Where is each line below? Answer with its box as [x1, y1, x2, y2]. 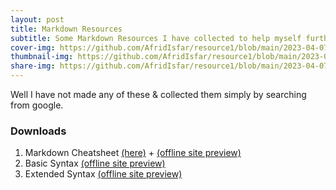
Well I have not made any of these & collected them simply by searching [10, 89, 307, 100]
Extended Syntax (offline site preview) [24, 168, 183, 180]
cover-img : [10, 42, 56, 53]
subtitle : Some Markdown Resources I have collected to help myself [10, 33, 302, 43]
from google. [10, 99, 64, 111]
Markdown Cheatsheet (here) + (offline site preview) [24, 147, 242, 159]
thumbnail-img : [10, 52, 74, 62]
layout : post [10, 14, 65, 25]
